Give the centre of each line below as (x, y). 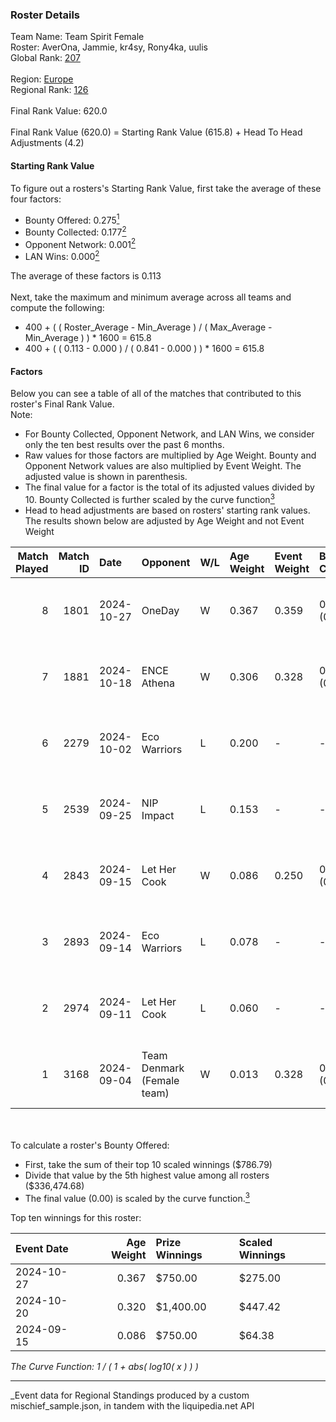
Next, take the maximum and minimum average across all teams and (151, 297)
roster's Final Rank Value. (62, 404)
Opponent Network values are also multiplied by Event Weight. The (163, 466)
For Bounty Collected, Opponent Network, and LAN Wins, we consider (169, 434)
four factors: (36, 199)
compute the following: (57, 308)
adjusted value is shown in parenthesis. (106, 477)
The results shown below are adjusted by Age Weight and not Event (164, 520)
